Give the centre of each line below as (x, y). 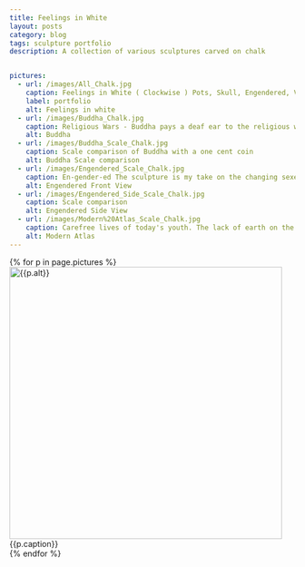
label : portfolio (59, 101)
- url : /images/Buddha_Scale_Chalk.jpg (93, 143)
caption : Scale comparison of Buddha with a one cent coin (140, 152)
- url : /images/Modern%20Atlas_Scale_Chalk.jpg (109, 220)
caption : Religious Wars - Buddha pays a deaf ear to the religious (158, 127)
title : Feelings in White (58, 18)
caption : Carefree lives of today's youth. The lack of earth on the (160, 228)
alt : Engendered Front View (79, 186)
